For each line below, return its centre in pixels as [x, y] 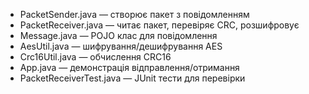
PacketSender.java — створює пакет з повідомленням [134, 14]
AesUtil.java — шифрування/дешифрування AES [121, 46]
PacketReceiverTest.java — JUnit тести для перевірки [132, 78]
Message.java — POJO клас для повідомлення [118, 35]
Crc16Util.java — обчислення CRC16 [95, 57]
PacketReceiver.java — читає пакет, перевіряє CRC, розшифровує [159, 25]
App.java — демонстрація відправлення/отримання [129, 67]
